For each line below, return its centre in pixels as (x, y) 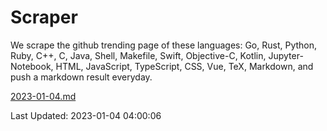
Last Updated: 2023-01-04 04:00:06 (86, 115)
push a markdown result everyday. (81, 77)
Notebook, (32, 66)
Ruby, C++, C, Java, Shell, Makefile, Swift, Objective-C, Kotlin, (138, 55)
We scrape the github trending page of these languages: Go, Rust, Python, (164, 45)
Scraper (44, 17)
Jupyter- (286, 55)
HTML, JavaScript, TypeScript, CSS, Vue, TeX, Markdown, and (184, 66)
